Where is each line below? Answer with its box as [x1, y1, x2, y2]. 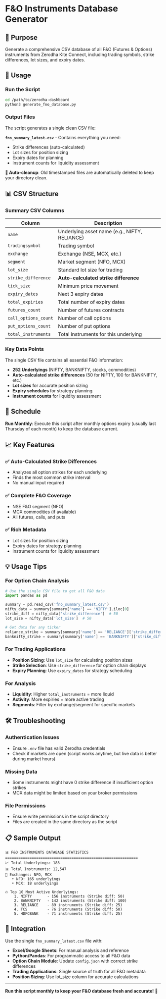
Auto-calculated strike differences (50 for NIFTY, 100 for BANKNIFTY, [12, 372, 158, 378]
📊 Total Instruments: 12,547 [5, 867, 67, 872]
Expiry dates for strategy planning [12, 543, 82, 549]
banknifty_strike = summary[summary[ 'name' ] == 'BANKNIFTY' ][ [5, 634, 136, 639]
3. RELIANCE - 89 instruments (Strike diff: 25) [14, 902, 123, 908]
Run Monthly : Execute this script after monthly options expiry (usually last [5, 421, 156, 426]
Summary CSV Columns [5, 207, 64, 214]
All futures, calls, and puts [12, 514, 66, 520]
